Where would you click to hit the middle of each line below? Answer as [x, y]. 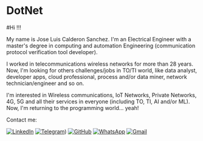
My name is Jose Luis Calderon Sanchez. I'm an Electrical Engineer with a [99, 39]
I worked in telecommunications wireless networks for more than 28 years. [100, 64]
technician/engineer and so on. [45, 83]
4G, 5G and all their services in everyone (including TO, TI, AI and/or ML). [98, 101]
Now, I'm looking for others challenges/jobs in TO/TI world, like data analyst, [102, 70]
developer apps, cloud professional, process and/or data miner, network [97, 77]
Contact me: [22, 120]
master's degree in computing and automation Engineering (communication [101, 46]
